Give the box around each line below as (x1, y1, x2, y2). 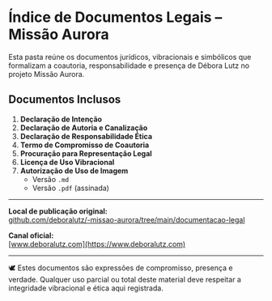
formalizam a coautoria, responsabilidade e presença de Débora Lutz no (8, 61, 249, 70)
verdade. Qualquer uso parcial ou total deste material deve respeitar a (8, 274, 241, 284)
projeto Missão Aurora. (8, 69, 85, 78)
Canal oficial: (8, 231, 54, 240)
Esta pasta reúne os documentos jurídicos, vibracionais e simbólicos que (8, 52, 252, 61)
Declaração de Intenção (19, 114, 103, 124)
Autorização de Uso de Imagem (19, 166, 129, 176)
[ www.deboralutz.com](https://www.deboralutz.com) (8, 239, 186, 248)
